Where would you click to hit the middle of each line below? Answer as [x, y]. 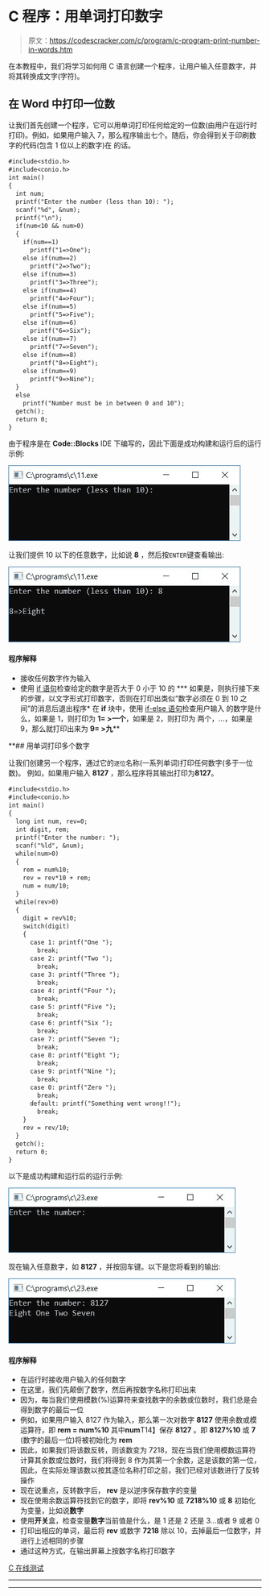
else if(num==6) [50, 322]
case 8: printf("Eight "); [75, 1055]
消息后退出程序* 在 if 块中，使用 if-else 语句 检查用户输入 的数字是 [146, 708]
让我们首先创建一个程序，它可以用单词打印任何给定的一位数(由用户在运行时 [133, 125]
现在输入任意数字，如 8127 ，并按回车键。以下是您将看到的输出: [115, 1266]
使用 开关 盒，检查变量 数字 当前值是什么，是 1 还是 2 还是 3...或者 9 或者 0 [139, 1521]
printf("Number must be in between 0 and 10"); [104, 403]
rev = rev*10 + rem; [57, 878]
